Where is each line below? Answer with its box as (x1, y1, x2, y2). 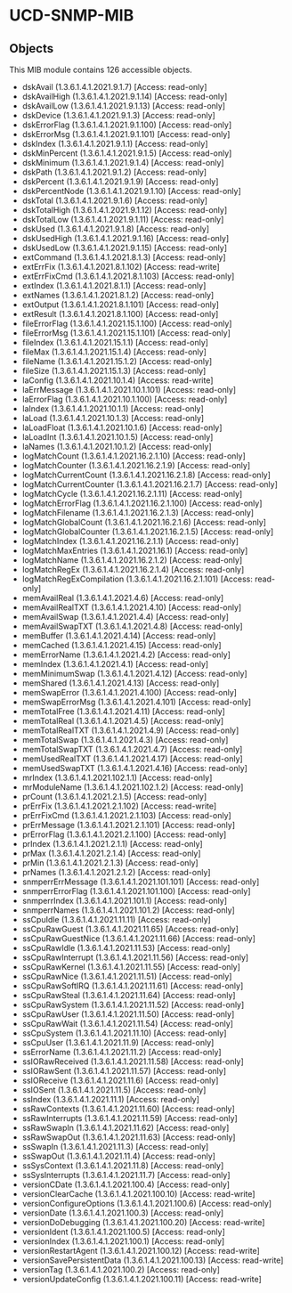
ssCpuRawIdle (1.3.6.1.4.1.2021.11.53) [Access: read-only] (21, 943, 231, 953)
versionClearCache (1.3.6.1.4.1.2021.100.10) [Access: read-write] (21, 1189, 255, 1199)
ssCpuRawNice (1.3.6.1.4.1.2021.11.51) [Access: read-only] (21, 972, 232, 981)
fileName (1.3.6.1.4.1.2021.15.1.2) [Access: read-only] (21, 356, 213, 366)
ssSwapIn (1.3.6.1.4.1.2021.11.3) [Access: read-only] (21, 1142, 209, 1151)
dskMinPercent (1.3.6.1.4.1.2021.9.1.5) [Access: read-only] (21, 148, 232, 159)
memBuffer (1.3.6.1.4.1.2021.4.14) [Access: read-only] (21, 630, 216, 641)
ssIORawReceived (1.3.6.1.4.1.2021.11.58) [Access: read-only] (21, 1056, 245, 1067)
